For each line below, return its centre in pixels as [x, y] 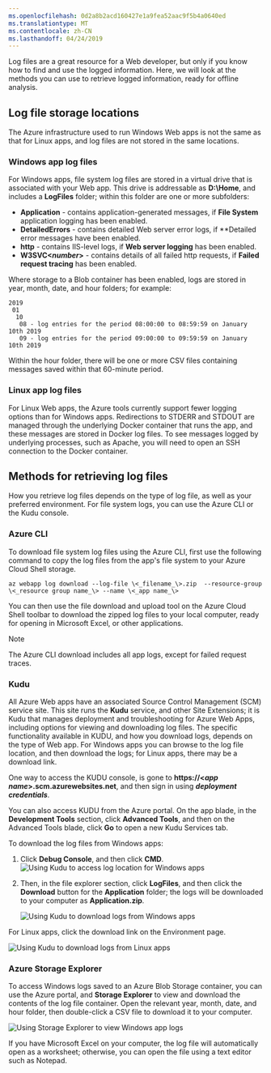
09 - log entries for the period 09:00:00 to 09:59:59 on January [133, 339]
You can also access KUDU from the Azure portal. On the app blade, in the [133, 811]
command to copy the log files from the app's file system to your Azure [127, 560]
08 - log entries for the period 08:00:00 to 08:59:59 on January [133, 325]
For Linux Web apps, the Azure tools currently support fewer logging [123, 408]
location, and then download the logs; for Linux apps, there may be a [123, 753]
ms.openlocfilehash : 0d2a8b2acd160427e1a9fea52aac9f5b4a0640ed [117, 16]
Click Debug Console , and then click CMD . [92, 859]
